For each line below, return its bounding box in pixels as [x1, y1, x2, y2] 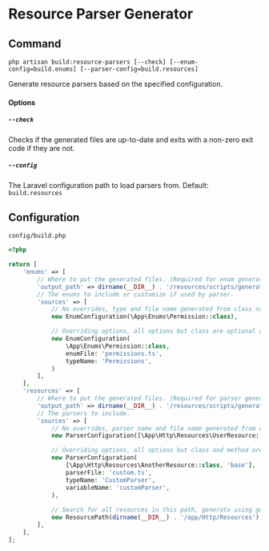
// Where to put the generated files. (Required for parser [37, 394, 242, 402]
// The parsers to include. [37, 409, 130, 418]
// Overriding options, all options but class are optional [50, 327, 256, 336]
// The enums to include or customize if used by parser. [37, 290, 235, 298]
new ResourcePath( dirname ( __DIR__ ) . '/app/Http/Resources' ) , [50, 513, 263, 522]
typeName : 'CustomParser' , [65, 475, 156, 484]
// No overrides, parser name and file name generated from [50, 424, 256, 432]
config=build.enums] [8, 65, 78, 73]
